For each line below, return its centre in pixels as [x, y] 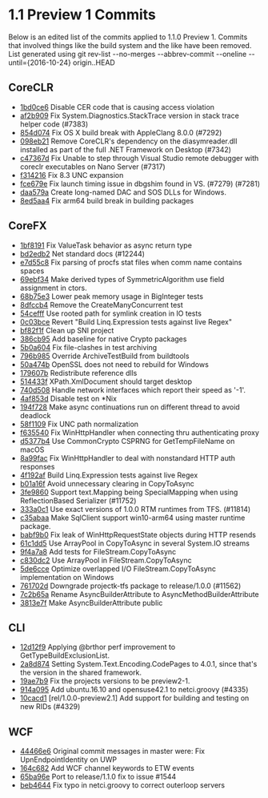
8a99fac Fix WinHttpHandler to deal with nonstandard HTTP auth [128, 457]
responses [37, 466]
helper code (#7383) [54, 124]
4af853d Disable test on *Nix [68, 398]
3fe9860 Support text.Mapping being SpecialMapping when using [129, 492]
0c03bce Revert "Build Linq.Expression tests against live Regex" [126, 321]
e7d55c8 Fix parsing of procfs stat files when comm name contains [131, 262]
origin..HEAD [94, 62]
